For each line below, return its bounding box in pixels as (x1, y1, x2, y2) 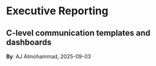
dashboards (6, 37, 52, 47)
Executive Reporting (6, 4, 109, 18)
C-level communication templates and (6, 28, 151, 38)
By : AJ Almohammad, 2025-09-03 (6, 53, 91, 60)
